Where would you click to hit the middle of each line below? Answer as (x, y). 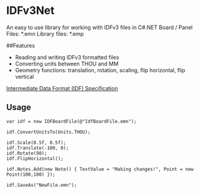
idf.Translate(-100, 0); (38, 148)
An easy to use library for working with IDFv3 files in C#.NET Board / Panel (99, 27)
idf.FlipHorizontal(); (35, 158)
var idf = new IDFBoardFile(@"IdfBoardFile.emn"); (72, 121)
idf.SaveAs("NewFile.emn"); (42, 185)
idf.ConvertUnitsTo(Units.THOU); (48, 132)
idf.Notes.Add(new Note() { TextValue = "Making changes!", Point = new (100, 169)
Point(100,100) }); (31, 174)
